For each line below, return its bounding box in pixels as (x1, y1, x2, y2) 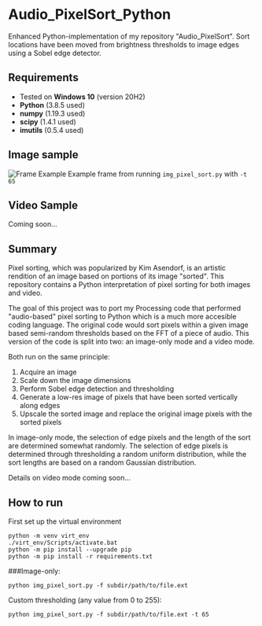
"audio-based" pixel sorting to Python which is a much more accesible (8, 312, 238, 322)
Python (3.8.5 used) (19, 100, 85, 109)
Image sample (8, 148, 79, 162)
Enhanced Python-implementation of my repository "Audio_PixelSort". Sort (8, 31, 250, 41)
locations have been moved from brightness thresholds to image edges (8, 39, 240, 49)
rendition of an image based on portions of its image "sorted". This (8, 271, 224, 281)
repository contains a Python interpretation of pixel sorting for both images (8, 280, 251, 289)
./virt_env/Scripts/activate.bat (8, 539, 118, 547)
